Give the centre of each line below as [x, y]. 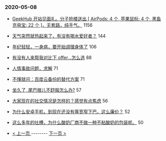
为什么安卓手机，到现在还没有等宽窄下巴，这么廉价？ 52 [71, 112]
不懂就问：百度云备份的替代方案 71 [48, 79]
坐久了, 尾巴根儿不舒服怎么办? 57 [47, 90]
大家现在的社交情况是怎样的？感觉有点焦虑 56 [60, 101]
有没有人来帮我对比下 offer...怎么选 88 [52, 58]
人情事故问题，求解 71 [35, 68]
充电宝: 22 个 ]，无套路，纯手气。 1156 [52, 25]
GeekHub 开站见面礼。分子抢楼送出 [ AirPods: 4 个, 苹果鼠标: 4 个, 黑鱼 [87, 19]
